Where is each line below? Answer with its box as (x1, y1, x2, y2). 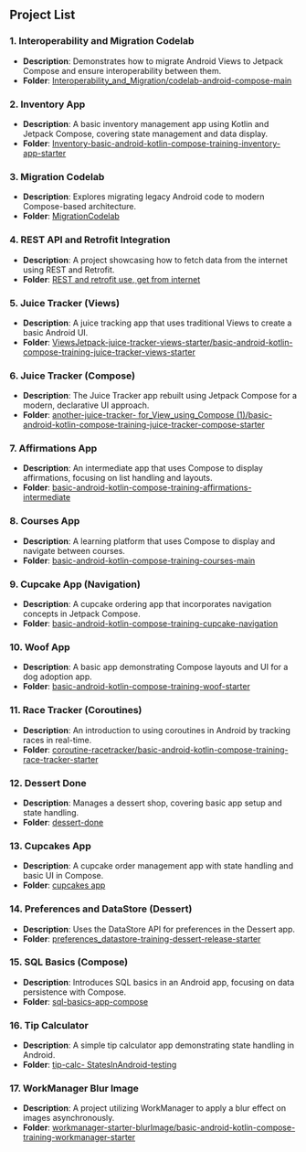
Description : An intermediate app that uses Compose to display (22, 463, 263, 474)
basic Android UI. (22, 326, 89, 337)
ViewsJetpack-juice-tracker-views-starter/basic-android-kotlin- (51, 336, 293, 347)
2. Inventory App (9, 98, 86, 111)
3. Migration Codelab (9, 170, 105, 183)
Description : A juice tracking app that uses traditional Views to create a (22, 317, 292, 328)
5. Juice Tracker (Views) (9, 296, 121, 309)
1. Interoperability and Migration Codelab (9, 35, 195, 48)
